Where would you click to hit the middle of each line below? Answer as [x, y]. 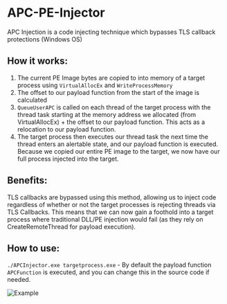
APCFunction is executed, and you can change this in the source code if [108, 272]
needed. [19, 280]
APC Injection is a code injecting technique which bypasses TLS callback [111, 32]
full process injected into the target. [68, 159]
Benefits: [27, 180]
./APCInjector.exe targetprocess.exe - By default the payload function [109, 265]
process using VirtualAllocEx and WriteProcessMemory [95, 85]
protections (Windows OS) [45, 39]
